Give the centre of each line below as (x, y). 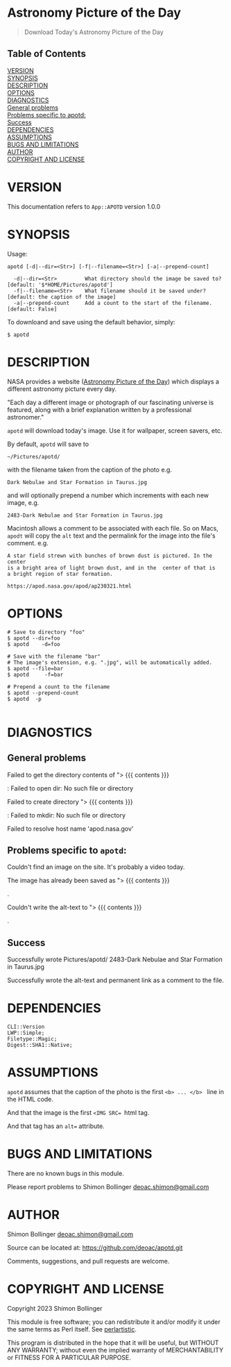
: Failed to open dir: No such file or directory (70, 788)
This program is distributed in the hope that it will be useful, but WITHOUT (113, 1343)
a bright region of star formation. (60, 574)
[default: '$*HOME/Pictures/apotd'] (60, 285)
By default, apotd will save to (48, 444)
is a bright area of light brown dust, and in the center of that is (111, 567)
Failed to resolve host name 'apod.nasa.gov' (70, 829)
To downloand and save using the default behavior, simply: (91, 322)
